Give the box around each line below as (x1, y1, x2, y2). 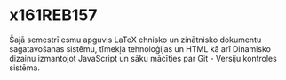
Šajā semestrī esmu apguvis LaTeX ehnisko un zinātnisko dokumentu (9, 34, 262, 45)
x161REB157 (9, 5, 98, 25)
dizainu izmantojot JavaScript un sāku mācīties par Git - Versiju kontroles (9, 53, 277, 63)
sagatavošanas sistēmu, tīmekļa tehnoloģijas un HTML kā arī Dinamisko (9, 43, 271, 54)
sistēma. (9, 62, 40, 73)
